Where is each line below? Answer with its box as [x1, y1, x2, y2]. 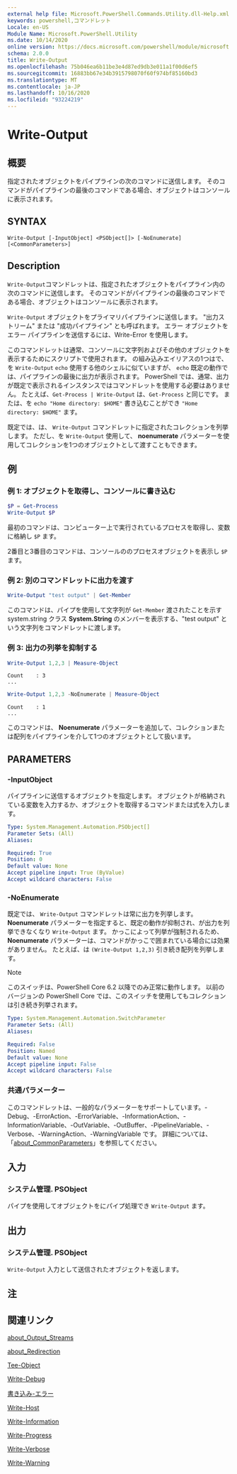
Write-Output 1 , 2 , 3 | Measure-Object [7, 660, 119, 667]
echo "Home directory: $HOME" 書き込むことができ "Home [33, 398, 198, 407]
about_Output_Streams [7, 1333, 74, 1342]
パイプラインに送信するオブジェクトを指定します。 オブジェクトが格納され [7, 791, 226, 799]
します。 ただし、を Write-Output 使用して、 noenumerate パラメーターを [7, 431, 224, 440]
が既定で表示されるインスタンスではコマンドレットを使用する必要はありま [7, 381, 224, 389]
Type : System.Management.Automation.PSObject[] [7, 823, 151, 831]
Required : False [7, 1041, 55, 1048]
